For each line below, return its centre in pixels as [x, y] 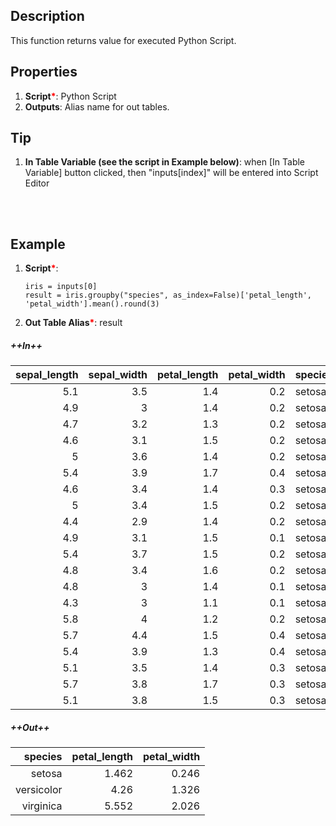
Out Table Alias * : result [73, 323]
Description [47, 16]
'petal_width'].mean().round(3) [92, 304]
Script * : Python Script [70, 96]
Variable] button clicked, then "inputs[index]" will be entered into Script [171, 173]
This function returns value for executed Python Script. [123, 40]
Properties [44, 72]
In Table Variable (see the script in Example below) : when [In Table [165, 162]
